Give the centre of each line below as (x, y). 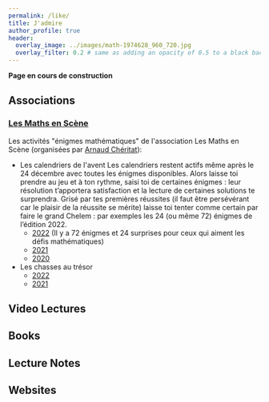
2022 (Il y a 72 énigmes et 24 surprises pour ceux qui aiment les (138, 233)
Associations (42, 101)
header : (21, 38)
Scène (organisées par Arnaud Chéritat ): (75, 149)
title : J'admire (35, 23)
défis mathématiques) (68, 241)
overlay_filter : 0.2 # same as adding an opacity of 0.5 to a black (132, 53)
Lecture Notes (44, 363)
